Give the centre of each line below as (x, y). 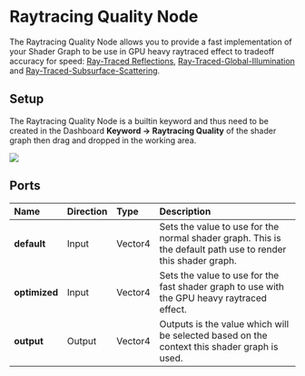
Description (185, 211)
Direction (87, 211)
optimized (36, 292)
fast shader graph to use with (221, 286)
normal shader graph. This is (220, 237)
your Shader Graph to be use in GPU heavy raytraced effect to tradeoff (142, 51)
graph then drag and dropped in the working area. (103, 140)
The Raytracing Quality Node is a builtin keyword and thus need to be (139, 121)
